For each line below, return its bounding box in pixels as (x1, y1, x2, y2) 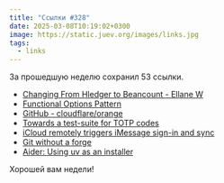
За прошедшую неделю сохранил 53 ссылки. (9, 71, 184, 82)
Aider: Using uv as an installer (22, 146, 134, 158)
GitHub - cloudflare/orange (22, 108, 123, 119)
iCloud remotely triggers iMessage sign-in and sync (22, 127, 215, 138)
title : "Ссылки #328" (9, 13, 91, 23)
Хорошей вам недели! (9, 164, 94, 175)
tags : (9, 38, 30, 48)
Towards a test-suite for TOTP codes (22, 118, 159, 129)
